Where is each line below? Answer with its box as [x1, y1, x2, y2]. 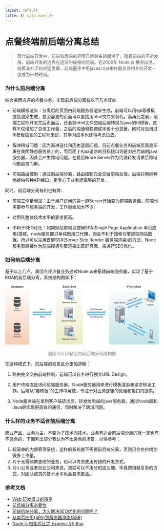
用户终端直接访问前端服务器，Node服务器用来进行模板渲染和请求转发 [12, 382, 152, 388]
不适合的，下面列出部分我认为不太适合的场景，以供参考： [5, 436, 121, 442]
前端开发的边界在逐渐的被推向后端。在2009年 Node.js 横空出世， [25, 59, 157, 65]
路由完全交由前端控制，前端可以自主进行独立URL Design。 [12, 371, 130, 377]
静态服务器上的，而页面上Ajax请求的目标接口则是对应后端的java [29, 148, 158, 154]
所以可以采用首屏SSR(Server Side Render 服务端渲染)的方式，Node [20, 237, 156, 243]
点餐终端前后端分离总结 [5, 36, 100, 47]
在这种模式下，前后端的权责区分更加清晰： [5, 361, 91, 367]
